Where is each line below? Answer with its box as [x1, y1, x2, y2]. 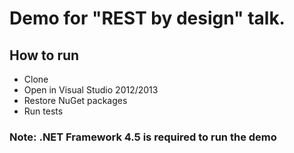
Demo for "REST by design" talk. [9, 7, 286, 30]
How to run [9, 47, 80, 64]
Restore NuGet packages [23, 95, 128, 106]
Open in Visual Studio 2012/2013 [23, 84, 159, 96]
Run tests [23, 105, 64, 117]
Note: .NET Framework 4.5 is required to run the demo [9, 130, 277, 144]
